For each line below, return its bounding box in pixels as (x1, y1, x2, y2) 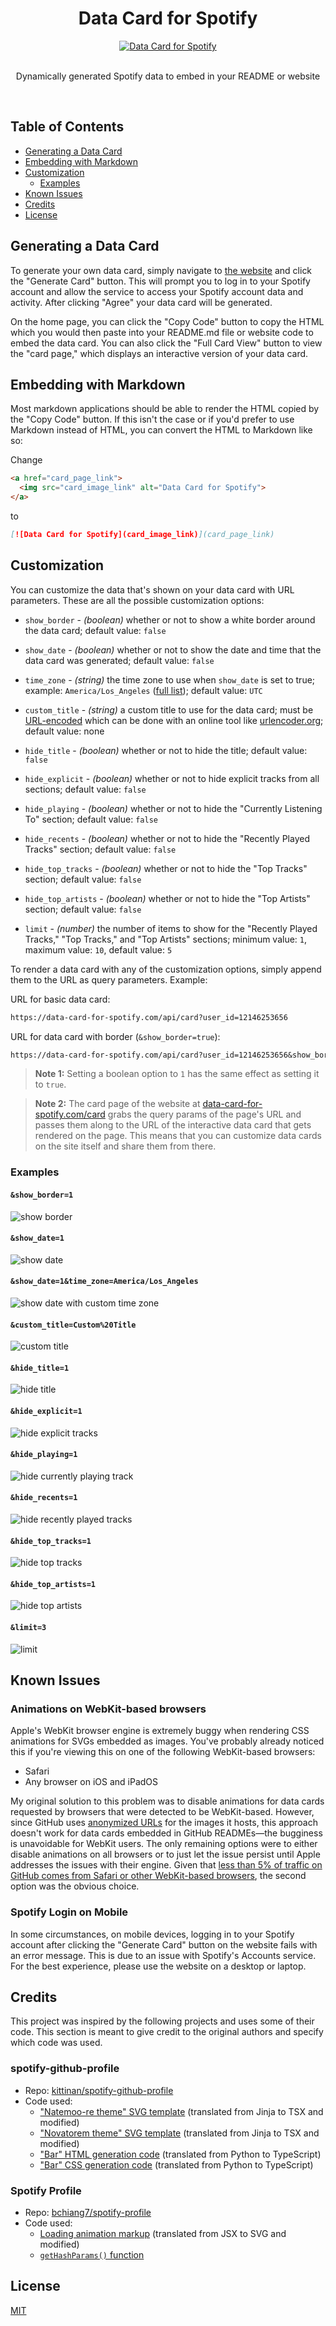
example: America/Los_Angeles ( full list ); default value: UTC (24, 684, 263, 696)
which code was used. (10, 2037, 103, 2049)
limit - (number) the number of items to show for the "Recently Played (24, 922, 318, 934)
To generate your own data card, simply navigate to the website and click (10, 264, 313, 276)
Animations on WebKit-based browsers (10, 1702, 207, 1716)
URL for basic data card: (10, 993, 111, 1005)
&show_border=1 (10, 1190, 74, 1200)
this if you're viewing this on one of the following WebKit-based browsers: (10, 1746, 316, 1758)
